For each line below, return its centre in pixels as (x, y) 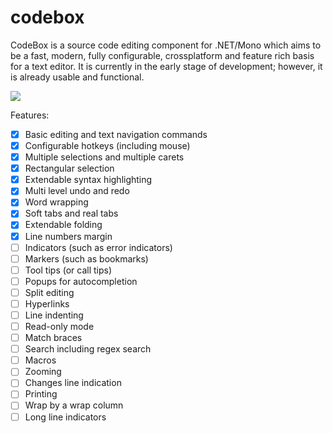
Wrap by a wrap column (74, 405)
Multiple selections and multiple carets (104, 157)
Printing (41, 394)
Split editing (49, 292)
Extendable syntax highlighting (88, 180)
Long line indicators (65, 417)
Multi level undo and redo (77, 191)
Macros (40, 360)
